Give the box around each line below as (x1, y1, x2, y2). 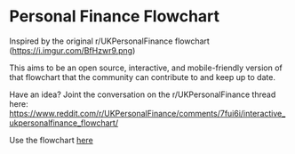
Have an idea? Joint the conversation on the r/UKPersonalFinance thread (9, 89, 276, 100)
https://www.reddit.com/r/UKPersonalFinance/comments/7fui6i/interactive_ (9, 108, 286, 118)
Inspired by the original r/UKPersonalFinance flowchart (9, 36, 211, 46)
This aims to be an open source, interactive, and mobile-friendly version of (9, 62, 283, 73)
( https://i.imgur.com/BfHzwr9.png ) (9, 45, 136, 55)
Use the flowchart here (9, 134, 93, 145)
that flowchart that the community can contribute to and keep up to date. (9, 71, 275, 82)
